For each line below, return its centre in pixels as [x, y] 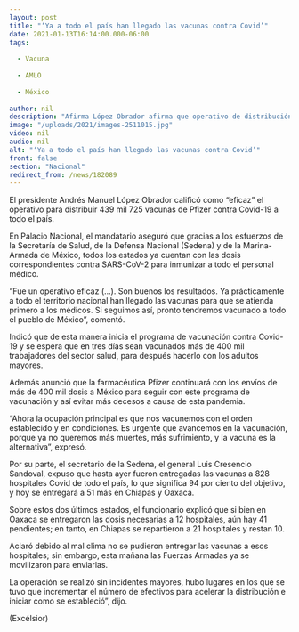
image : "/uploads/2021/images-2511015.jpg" [91, 126]
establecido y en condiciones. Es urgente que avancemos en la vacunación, [148, 428]
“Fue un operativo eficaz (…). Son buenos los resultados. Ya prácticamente [147, 291]
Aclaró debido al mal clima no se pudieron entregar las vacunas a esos [139, 546]
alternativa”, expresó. [48, 447]
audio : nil [29, 142]
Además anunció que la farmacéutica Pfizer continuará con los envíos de [143, 383]
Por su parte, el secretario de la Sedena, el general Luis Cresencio [130, 465]
